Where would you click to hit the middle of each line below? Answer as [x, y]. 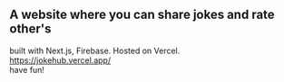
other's [30, 29]
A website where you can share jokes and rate [142, 15]
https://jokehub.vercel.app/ [60, 60]
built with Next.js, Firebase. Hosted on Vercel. [95, 50]
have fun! [27, 69]
